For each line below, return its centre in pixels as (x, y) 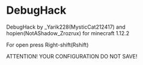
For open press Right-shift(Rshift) (47, 45)
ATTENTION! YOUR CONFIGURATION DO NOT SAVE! (72, 56)
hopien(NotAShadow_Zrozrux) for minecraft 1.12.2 (68, 33)
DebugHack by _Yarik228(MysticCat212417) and (66, 27)
